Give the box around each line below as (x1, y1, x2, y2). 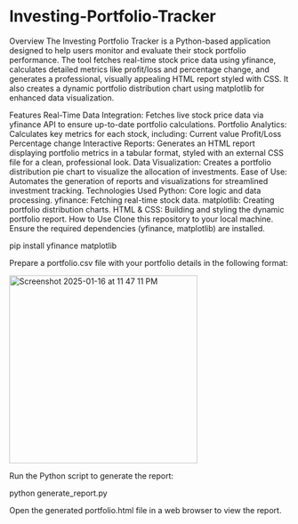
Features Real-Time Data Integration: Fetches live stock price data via (9, 109, 264, 120)
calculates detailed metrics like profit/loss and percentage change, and (9, 64, 270, 75)
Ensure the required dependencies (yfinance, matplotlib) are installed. (9, 222, 265, 233)
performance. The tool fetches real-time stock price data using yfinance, (9, 54, 277, 65)
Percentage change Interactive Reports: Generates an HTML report (9, 138, 255, 149)
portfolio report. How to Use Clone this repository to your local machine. (9, 214, 274, 224)
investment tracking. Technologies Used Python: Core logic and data (9, 185, 262, 196)
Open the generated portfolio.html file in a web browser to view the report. (9, 504, 282, 515)
